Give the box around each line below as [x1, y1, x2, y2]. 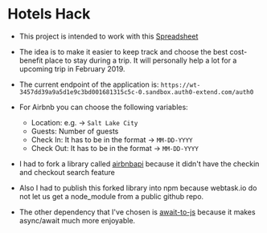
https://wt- [160, 81, 201, 89]
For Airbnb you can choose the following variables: [18, 102, 188, 112]
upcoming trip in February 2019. [18, 63, 125, 73]
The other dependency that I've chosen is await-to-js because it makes [18, 206, 256, 217]
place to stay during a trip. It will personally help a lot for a [44, 55, 237, 65]
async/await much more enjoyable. [18, 215, 136, 225]
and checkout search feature [18, 167, 116, 177]
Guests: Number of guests [31, 126, 119, 136]
